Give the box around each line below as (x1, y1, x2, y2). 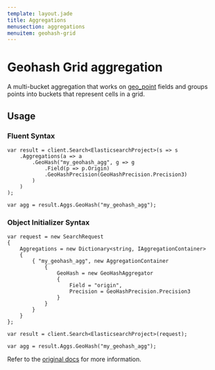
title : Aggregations (7, 17, 67, 24)
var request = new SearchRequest (7, 234, 104, 241)
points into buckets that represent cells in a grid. (7, 90, 146, 98)
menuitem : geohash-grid (7, 29, 76, 37)
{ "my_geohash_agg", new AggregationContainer (32, 258, 169, 265)
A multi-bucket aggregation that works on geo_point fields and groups (7, 83, 208, 91)
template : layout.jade (7, 10, 73, 17)
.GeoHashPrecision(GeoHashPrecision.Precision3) (44, 171, 188, 178)
